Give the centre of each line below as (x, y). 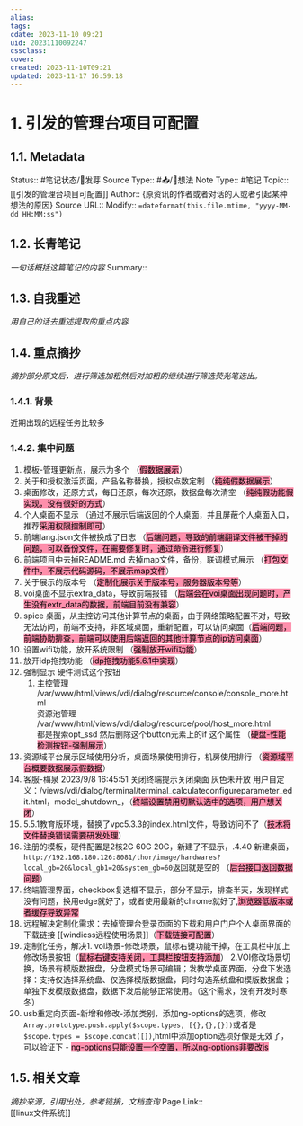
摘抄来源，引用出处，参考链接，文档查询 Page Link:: (107, 1101)
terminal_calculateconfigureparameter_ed (216, 790)
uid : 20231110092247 (49, 43)
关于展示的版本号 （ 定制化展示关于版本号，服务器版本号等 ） (134, 581)
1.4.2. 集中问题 (42, 448)
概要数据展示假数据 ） (71, 767)
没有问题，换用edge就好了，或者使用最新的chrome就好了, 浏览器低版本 (154, 900)
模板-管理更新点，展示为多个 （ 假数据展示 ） (105, 469)
